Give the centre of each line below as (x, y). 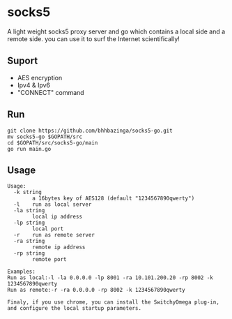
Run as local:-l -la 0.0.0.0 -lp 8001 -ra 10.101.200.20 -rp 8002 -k (110, 278)
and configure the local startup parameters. (74, 309)
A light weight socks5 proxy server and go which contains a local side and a (116, 31)
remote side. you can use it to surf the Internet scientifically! (93, 38)
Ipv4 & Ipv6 (34, 85)
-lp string (29, 223)
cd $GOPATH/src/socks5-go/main (53, 143)
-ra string (29, 242)
